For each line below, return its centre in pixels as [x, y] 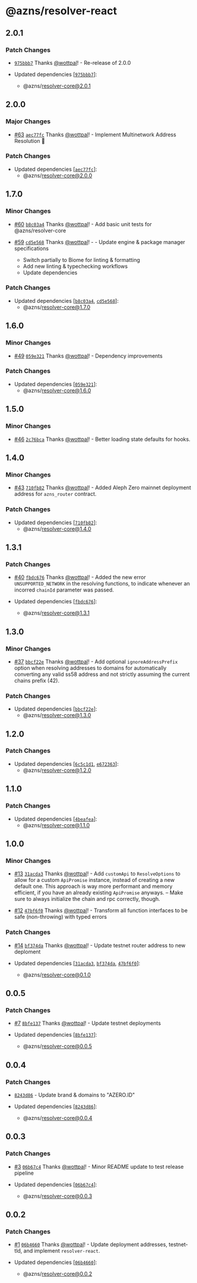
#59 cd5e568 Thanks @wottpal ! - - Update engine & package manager [99, 242]
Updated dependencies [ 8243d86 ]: [55, 1106]
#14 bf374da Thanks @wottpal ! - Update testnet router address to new [100, 945]
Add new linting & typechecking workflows [75, 266]
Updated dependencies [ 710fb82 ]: [55, 522]
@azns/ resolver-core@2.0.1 [57, 86]
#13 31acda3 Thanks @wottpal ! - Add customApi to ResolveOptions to [97, 874]
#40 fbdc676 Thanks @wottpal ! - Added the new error [80, 577]
